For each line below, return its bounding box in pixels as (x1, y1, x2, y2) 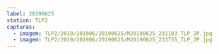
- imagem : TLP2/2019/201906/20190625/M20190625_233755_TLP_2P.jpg (13, 36, 213, 43)
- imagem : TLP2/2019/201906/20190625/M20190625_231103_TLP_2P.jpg (13, 29, 213, 37)
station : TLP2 (6, 17, 49, 24)
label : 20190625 (6, 10, 54, 18)
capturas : (6, 23, 36, 30)
